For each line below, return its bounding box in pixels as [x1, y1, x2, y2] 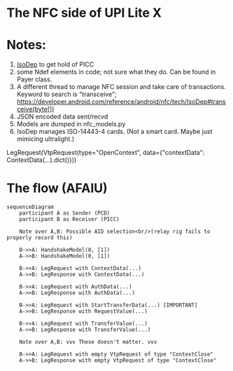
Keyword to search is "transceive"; [16, 90, 117, 99]
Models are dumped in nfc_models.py [16, 120, 126, 128]
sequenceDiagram [6, 203, 54, 211]
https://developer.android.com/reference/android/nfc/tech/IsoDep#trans [16, 97, 226, 106]
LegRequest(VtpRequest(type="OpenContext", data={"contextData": [6, 149, 205, 157]
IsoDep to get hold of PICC [16, 60, 94, 69]
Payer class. [16, 75, 52, 83]
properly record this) [6, 234, 73, 241]
